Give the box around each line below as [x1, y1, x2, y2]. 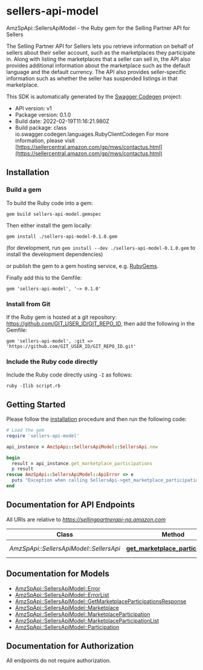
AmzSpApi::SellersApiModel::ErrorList [14, 591, 109, 598]
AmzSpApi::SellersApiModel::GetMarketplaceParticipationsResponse [14, 597, 187, 605]
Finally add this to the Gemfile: [6, 274, 82, 281]
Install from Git [6, 300, 51, 308]
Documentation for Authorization [6, 641, 134, 651]
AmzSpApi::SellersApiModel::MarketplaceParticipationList [14, 617, 159, 624]
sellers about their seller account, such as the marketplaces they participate [6, 49, 195, 56]
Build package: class [14, 124, 67, 131]
